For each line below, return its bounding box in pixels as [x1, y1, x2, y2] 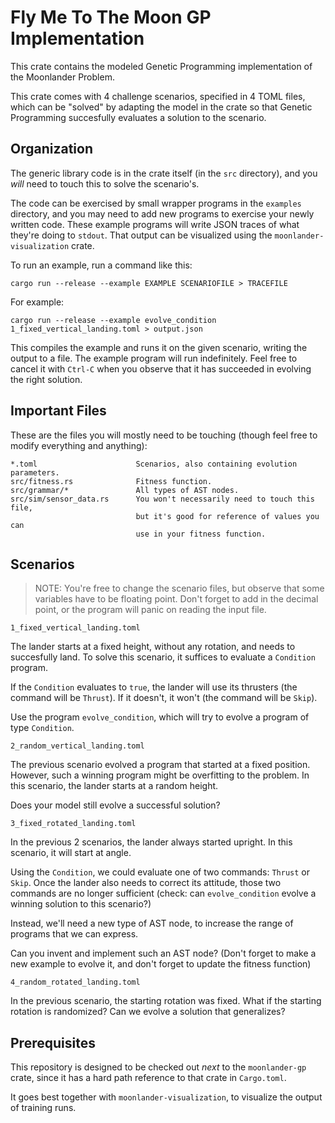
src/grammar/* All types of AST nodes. [10, 485, 240, 495]
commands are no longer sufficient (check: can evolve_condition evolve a [10, 887, 317, 900]
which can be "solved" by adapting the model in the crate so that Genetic [10, 101, 313, 113]
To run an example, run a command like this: [10, 259, 193, 271]
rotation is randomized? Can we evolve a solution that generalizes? [10, 1006, 286, 1018]
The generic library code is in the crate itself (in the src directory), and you [10, 167, 318, 179]
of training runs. [10, 1102, 77, 1114]
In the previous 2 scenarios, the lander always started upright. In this [10, 836, 293, 848]
